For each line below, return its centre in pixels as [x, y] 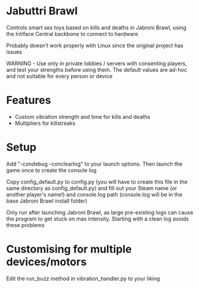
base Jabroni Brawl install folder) [47, 201]
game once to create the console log [51, 170]
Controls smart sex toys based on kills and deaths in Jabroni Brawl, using [96, 27]
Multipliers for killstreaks [45, 123]
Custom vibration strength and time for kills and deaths [82, 117]
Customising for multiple [69, 249]
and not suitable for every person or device [59, 76]
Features [29, 100]
